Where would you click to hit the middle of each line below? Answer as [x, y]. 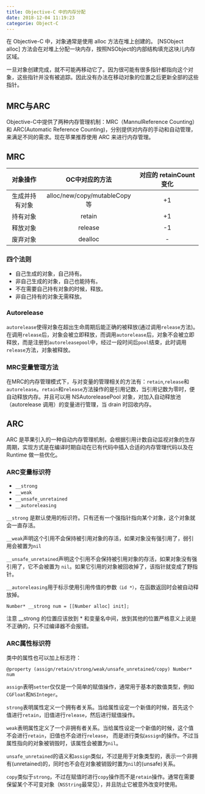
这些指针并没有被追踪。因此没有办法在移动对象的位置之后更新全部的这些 [108, 78]
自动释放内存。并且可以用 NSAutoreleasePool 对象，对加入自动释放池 [94, 397]
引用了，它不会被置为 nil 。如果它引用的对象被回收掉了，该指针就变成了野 [99, 566]
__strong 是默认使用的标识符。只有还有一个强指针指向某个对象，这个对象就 [101, 518]
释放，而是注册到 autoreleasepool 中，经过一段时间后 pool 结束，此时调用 [97, 342]
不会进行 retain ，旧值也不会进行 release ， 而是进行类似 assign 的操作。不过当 [103, 735]
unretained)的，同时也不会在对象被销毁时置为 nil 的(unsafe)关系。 [96, 764]
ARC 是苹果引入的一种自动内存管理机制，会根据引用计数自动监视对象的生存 [101, 439]
